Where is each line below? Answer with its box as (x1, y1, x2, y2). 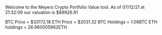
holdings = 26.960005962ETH (5, 24, 68, 30)
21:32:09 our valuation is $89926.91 (5, 9, 78, 15)
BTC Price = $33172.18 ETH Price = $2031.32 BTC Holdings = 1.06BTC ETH (5, 19, 158, 25)
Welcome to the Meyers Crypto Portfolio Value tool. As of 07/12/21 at (5, 4, 145, 10)
